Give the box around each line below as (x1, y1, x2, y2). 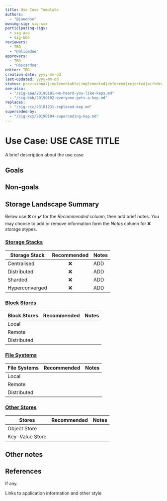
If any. (5, 480, 18, 486)
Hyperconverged (7, 284, 47, 291)
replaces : (5, 100, 26, 105)
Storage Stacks (5, 239, 43, 246)
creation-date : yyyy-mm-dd (5, 72, 61, 77)
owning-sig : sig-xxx (5, 21, 48, 26)
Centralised (7, 260, 35, 267)
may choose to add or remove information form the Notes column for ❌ (5, 221, 151, 227)
